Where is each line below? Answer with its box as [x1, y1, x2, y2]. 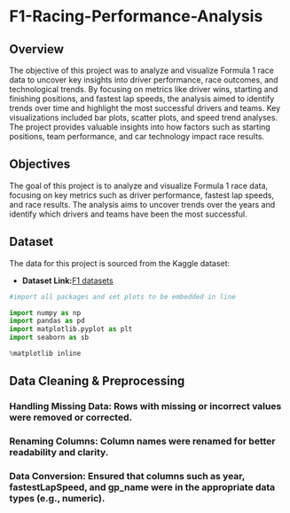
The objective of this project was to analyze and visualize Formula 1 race [9, 65, 275, 75]
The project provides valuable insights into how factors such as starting [9, 122, 270, 132]
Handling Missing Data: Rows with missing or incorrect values [9, 400, 282, 413]
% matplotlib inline [9, 349, 82, 358]
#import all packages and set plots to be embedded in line [9, 292, 237, 301]
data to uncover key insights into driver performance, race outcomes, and [9, 75, 278, 85]
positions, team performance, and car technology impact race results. [9, 131, 264, 141]
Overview [9, 42, 65, 57]
